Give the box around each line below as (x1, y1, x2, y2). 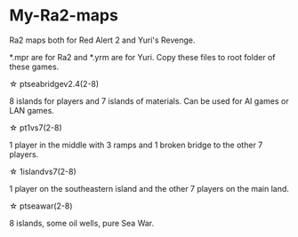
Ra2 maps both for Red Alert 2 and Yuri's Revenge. (9, 35, 196, 45)
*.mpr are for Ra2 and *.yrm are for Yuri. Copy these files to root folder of (9, 51, 276, 62)
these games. (9, 61, 60, 72)
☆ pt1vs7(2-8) (9, 122, 62, 133)
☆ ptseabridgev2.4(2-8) (9, 78, 100, 89)
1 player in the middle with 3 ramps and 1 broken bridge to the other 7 (9, 139, 263, 150)
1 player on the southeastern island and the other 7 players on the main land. (9, 183, 289, 194)
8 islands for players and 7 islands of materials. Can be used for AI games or (9, 95, 289, 107)
